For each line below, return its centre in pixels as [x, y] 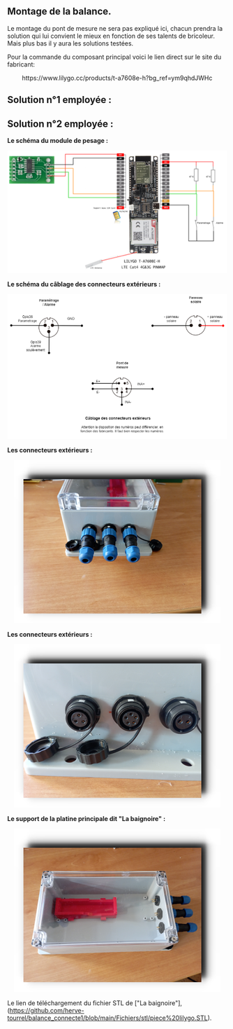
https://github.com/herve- [47, 1010]
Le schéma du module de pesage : [58, 141]
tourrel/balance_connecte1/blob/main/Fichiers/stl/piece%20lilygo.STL [107, 1018]
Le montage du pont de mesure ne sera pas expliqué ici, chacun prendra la [115, 28]
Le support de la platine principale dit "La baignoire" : [87, 819]
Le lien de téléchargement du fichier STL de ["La [77, 1003]
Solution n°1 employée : [59, 100]
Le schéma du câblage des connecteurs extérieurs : [84, 284]
